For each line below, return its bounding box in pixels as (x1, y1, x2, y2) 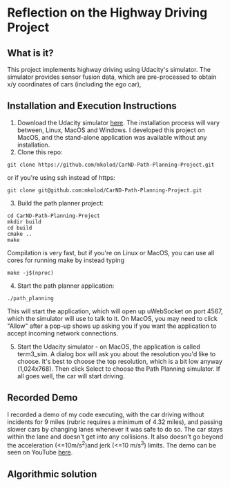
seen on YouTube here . (7, 448, 73, 457)
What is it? (7, 47, 54, 59)
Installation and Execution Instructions (7, 100, 178, 112)
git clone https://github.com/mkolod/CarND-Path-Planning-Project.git (7, 161, 215, 168)
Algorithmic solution (7, 468, 97, 480)
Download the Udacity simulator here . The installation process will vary (17, 118, 220, 127)
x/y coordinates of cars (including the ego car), (7, 80, 142, 88)
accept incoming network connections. (7, 329, 119, 337)
